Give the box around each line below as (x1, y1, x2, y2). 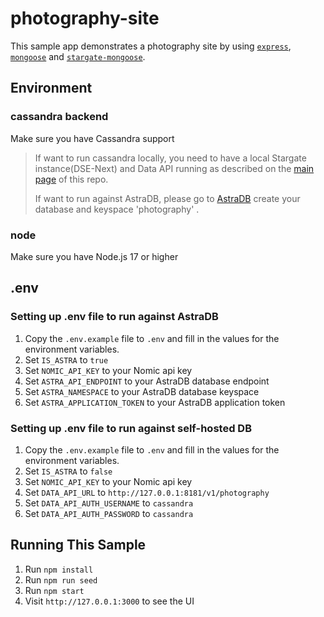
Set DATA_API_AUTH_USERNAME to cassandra (24, 497, 194, 509)
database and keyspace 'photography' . (34, 203, 200, 215)
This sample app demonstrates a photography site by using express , (10, 40, 292, 52)
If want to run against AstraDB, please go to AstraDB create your (34, 192, 301, 204)
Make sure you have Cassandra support (10, 132, 175, 144)
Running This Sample (10, 537, 147, 554)
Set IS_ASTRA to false (24, 465, 113, 477)
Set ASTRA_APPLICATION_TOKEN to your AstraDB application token (24, 396, 286, 408)
